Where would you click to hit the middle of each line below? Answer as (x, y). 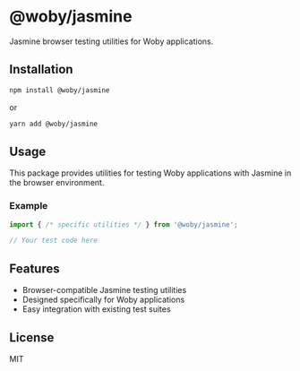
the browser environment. (57, 183)
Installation (41, 69)
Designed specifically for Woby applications (103, 300)
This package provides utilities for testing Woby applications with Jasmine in (150, 173)
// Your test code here (54, 241)
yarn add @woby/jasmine (54, 124)
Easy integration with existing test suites (97, 309)
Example (29, 206)
